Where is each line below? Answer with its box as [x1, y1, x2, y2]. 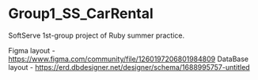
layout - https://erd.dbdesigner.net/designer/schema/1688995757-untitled [8, 62, 251, 71]
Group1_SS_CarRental [8, 5, 154, 23]
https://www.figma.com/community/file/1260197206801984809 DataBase [8, 54, 249, 64]
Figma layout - [8, 45, 55, 55]
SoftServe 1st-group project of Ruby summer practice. [8, 31, 185, 40]
